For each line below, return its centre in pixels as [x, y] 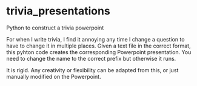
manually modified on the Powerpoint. [54, 76]
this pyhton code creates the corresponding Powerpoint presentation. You [99, 52]
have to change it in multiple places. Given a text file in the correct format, [98, 46]
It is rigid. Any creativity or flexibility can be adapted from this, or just [92, 70]
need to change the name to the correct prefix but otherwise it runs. [91, 58]
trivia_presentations [58, 11]
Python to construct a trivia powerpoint [55, 28]
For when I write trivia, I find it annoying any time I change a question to [95, 39]
